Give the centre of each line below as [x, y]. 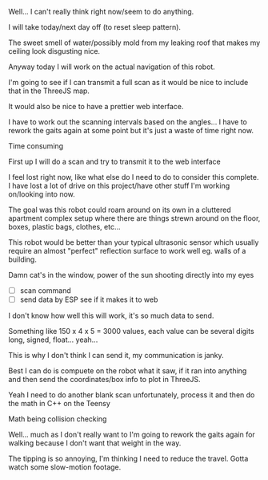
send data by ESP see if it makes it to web [89, 299]
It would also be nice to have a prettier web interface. [96, 106]
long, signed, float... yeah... [53, 340]
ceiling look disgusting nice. [54, 51]
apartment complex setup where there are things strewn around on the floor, [134, 218]
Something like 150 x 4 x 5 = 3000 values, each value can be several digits [131, 332]
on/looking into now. [42, 194]
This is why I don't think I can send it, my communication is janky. [116, 356]
